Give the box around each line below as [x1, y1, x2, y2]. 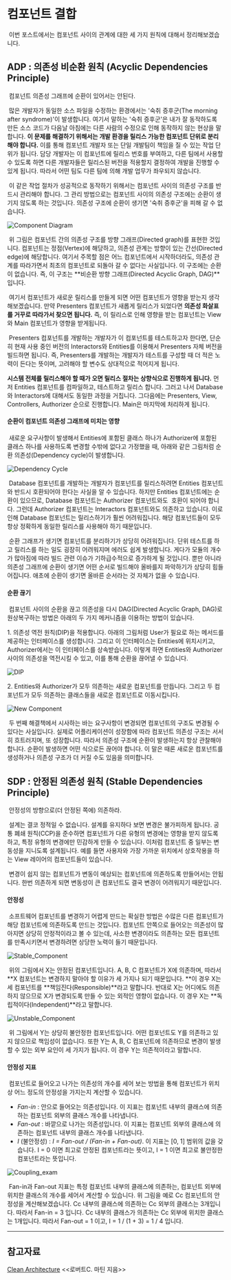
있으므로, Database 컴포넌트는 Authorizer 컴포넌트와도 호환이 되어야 [19, 496, 207, 504]
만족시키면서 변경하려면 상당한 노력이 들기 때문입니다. [14, 938, 158, 946]
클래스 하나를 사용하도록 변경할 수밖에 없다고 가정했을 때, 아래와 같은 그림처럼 [7, 442, 214, 451]
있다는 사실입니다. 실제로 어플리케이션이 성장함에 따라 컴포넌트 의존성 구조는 [7, 727, 211, 736]
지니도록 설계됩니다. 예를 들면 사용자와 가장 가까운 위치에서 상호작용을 [25, 846, 213, 854]
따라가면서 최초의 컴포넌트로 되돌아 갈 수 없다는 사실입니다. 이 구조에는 [19, 261, 209, 269]
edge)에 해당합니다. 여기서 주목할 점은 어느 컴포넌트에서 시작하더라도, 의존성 [7, 253, 213, 261]
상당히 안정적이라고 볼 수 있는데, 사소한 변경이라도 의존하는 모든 [25, 929, 196, 938]
